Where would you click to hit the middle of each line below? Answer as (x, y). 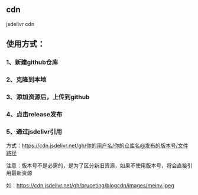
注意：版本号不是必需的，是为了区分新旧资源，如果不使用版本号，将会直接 (97, 165)
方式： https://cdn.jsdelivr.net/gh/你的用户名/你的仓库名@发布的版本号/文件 (97, 146)
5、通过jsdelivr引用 (34, 131)
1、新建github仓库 (32, 63)
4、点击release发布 (34, 114)
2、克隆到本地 (26, 80)
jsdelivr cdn (20, 24)
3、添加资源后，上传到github (48, 97)
